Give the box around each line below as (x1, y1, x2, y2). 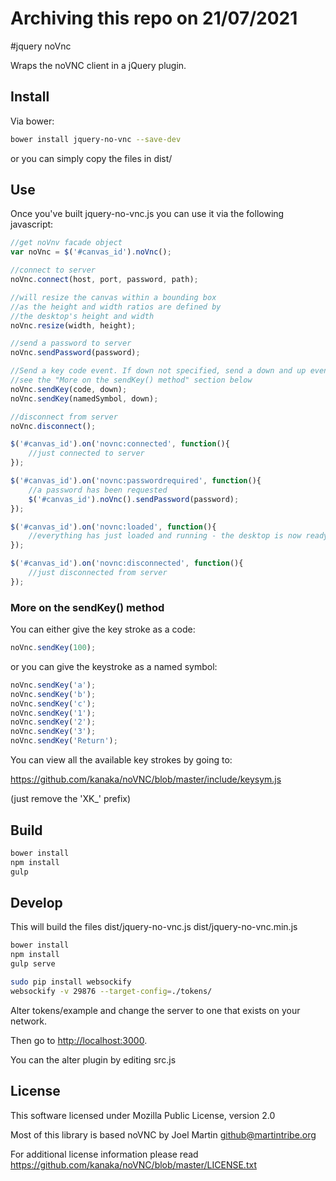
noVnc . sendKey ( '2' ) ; (10, 717, 97, 727)
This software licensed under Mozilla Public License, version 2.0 (10, 1109, 276, 1121)
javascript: (10, 218, 54, 231)
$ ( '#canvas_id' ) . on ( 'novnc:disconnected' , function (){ (10, 558, 244, 569)
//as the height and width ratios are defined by (10, 302, 222, 312)
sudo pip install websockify (10, 977, 132, 987)
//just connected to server (28, 448, 145, 459)
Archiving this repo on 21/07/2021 (10, 7, 298, 30)
